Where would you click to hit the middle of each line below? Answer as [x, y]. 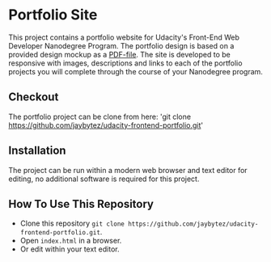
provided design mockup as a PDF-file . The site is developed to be [119, 54]
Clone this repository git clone [72, 223]
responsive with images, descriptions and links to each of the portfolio [125, 63]
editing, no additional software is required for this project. [104, 179]
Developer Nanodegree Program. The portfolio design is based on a [121, 45]
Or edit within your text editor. [70, 249]
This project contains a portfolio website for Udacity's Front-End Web [124, 37]
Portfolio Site [53, 15]
